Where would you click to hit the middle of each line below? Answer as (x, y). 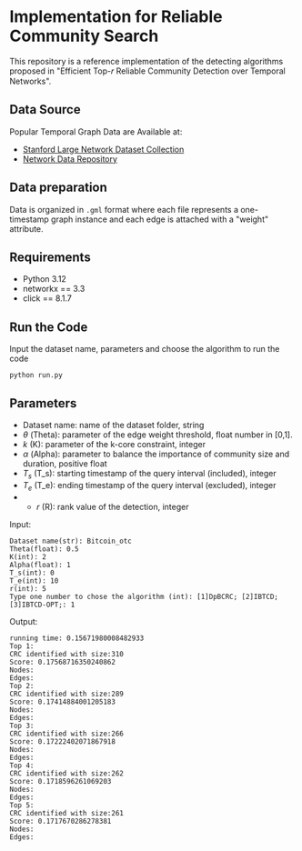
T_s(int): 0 (32, 573)
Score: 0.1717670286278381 (60, 821)
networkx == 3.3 (54, 289)
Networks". (30, 81)
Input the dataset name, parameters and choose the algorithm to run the (145, 349)
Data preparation (58, 188)
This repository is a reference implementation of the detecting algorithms (146, 61)
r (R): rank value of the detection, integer (112, 506)
